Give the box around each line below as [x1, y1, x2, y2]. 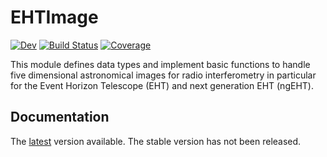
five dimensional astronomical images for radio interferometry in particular [10, 69, 317, 81]
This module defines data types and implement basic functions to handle [10, 58, 311, 70]
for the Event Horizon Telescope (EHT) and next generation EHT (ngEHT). [10, 79, 314, 91]
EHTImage [10, 6, 99, 29]
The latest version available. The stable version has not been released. [10, 135, 302, 147]
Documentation [10, 109, 110, 126]
